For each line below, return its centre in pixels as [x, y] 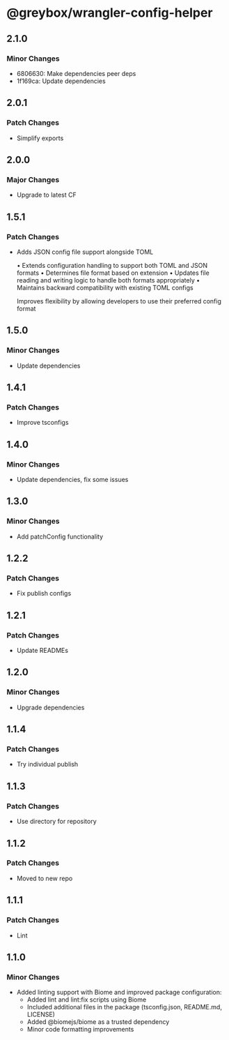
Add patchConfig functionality [60, 536]
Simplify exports [40, 138]
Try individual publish [47, 764]
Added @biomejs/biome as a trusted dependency [98, 1022]
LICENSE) [41, 1015]
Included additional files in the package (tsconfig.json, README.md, [124, 1007]
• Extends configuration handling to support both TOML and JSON [112, 265]
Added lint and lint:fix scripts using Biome [87, 1000]
